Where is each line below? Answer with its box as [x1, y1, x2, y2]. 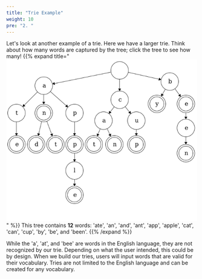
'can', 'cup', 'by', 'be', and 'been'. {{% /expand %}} [6, 228, 132, 235]
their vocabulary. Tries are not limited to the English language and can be [6, 259, 189, 266]
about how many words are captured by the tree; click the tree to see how [6, 46, 191, 54]
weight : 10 [6, 16, 34, 22]
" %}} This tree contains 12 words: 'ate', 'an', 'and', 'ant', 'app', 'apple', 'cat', [6, 222, 194, 229]
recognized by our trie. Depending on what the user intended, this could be [6, 246, 194, 254]
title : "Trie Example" [6, 10, 64, 16]
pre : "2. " [6, 22, 34, 28]
